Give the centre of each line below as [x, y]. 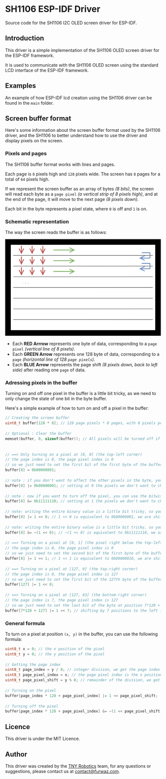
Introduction [25, 38]
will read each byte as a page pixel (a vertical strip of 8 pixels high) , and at [82, 194]
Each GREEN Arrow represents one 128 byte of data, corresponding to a [86, 354]
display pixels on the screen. [34, 141]
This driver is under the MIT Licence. [42, 739]
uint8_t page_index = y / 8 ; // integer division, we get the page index [83, 670]
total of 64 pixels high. [27, 179]
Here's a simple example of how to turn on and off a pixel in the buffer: [77, 408]
